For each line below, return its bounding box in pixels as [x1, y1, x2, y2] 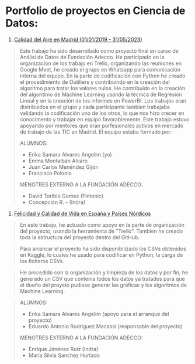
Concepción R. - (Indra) [28, 198, 86, 206]
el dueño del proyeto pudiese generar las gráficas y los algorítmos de [19, 281, 187, 288]
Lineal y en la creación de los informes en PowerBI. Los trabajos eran [19, 97, 186, 104]
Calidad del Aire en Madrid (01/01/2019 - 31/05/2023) [13, 36, 142, 43]
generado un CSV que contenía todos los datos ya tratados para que [19, 275, 185, 282]
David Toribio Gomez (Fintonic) [28, 192, 103, 199]
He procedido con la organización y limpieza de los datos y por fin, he [19, 268, 189, 276]
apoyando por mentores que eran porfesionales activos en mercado [19, 122, 184, 129]
